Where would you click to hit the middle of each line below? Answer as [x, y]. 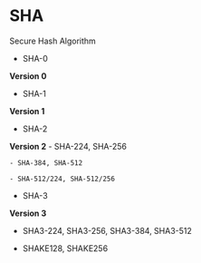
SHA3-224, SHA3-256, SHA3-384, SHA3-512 [107, 230]
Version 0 [28, 76]
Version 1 [27, 111]
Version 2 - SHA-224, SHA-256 [68, 146]
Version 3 [28, 213]
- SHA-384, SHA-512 [46, 163]
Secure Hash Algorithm [53, 41]
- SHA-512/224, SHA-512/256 [62, 179]
